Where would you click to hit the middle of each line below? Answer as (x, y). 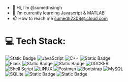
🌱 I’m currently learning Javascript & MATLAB (58, 13)
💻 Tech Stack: (35, 41)
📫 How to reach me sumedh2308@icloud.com (60, 18)
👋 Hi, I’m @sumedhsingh (37, 8)
